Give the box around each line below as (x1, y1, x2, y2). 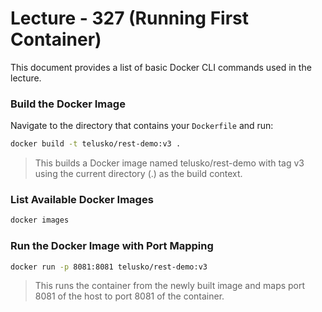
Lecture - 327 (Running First (10, 7, 249, 30)
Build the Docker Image (10, 97, 126, 111)
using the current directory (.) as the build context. (34, 168, 243, 180)
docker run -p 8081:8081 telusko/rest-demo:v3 (10, 262, 208, 272)
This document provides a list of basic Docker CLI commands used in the (10, 61, 312, 73)
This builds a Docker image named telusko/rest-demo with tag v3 (34, 157, 305, 169)
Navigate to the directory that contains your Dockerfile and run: (10, 120, 274, 132)
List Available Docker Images (10, 193, 154, 207)
